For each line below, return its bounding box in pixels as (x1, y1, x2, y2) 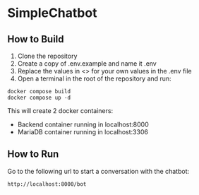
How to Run (7, 148, 59, 160)
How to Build (7, 33, 65, 45)
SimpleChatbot (7, 5, 97, 21)
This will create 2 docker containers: (7, 107, 114, 114)
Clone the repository (17, 52, 78, 60)
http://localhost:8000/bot (7, 180, 87, 188)
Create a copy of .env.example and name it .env (17, 59, 157, 68)
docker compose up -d (7, 94, 71, 101)
